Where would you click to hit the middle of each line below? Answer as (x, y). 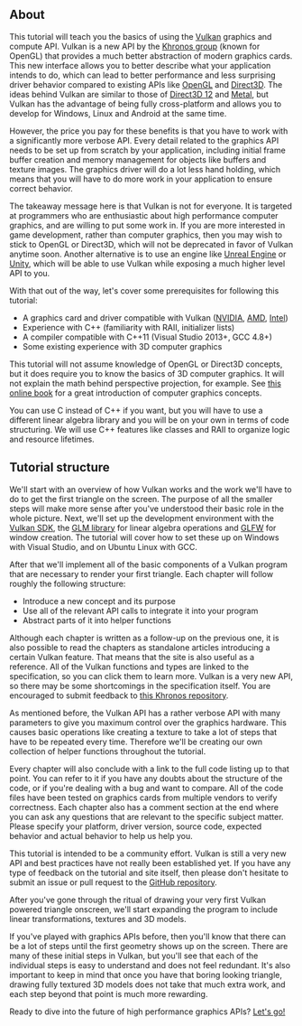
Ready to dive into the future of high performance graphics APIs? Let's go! (147, 1012)
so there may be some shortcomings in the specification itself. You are (140, 686)
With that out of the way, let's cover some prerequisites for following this (144, 290)
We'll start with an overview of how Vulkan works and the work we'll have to (151, 489)
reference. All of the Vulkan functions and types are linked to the (129, 667)
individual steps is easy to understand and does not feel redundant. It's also (150, 965)
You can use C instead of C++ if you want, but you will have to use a (136, 410)
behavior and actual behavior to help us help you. (101, 835)
